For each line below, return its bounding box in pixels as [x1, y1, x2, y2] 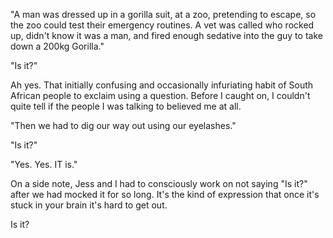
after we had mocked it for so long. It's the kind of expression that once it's [10, 189, 320, 200]
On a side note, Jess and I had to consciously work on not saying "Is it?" [10, 178, 308, 189]
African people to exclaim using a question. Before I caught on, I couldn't [10, 90, 311, 101]
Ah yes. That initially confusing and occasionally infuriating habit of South [10, 79, 314, 91]
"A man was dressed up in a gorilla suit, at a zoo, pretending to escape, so [10, 9, 317, 20]
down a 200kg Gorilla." [10, 40, 105, 52]
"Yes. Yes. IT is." [10, 159, 78, 170]
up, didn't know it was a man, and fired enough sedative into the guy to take [10, 30, 323, 41]
